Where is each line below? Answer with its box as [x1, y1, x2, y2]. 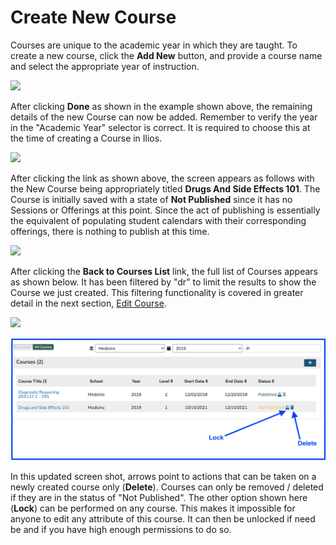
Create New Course [10, 6, 177, 29]
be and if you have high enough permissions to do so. [10, 524, 232, 536]
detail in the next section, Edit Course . [10, 297, 167, 309]
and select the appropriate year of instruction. [10, 60, 200, 72]
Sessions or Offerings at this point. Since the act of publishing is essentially [10, 204, 321, 216]
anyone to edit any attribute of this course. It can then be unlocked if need [10, 513, 316, 525]
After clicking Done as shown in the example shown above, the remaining [10, 100, 313, 112]
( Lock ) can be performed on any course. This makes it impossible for [10, 502, 296, 515]
